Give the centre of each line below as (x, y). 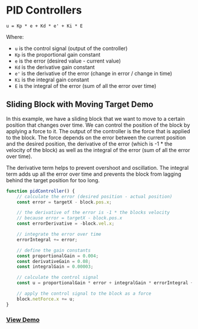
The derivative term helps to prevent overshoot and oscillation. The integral (98, 167)
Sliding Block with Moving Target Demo (80, 105)
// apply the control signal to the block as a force (84, 294)
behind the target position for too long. (53, 180)
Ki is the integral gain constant (52, 80)
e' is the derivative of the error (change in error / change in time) (93, 73)
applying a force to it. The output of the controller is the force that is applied (98, 131)
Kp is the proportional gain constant (57, 54)
